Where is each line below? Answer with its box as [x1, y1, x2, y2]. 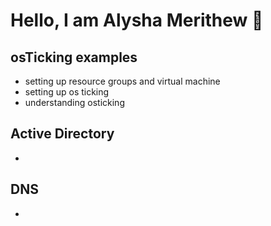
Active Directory [10, 125, 115, 143]
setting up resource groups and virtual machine [24, 75, 221, 87]
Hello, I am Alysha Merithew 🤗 [10, 9, 264, 32]
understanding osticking [24, 97, 125, 108]
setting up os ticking [24, 86, 110, 98]
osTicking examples [10, 49, 138, 66]
